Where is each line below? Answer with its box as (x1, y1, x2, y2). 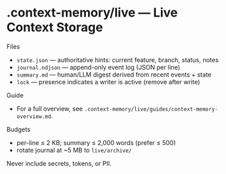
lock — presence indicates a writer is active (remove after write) (16, 77, 200, 86)
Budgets (6, 125, 31, 133)
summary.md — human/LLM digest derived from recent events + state (16, 70, 212, 79)
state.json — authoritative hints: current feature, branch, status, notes (16, 55, 219, 64)
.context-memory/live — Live (6, 5, 178, 21)
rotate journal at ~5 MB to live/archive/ (16, 146, 132, 154)
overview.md (16, 113, 51, 120)
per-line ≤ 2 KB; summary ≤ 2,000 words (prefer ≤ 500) (16, 138, 176, 146)
